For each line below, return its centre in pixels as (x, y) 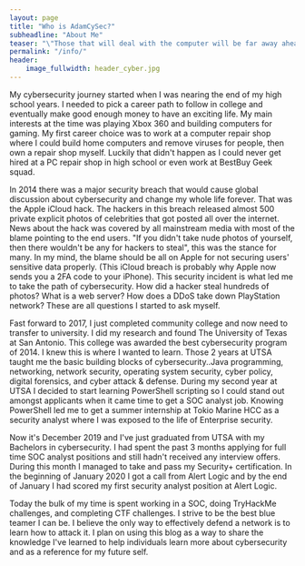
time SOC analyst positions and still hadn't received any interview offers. (145, 457)
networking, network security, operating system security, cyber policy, (142, 371)
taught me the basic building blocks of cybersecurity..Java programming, (147, 361)
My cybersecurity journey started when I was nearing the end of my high (146, 94)
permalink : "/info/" (49, 52)
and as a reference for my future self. (79, 551)
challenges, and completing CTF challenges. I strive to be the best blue (143, 513)
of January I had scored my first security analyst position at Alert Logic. (143, 485)
